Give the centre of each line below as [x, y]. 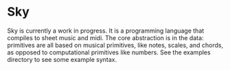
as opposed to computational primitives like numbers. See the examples [109, 52]
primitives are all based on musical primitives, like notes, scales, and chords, [115, 45]
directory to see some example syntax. [62, 59]
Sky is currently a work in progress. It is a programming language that [106, 31]
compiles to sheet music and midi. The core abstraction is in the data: [105, 37]
